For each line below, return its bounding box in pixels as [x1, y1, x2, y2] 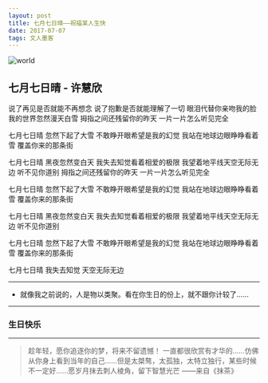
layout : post [8, 11, 52, 20]
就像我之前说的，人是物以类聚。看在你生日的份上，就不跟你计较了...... [19, 290, 249, 299]
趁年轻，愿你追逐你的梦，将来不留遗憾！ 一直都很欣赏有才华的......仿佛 [27, 346, 259, 356]
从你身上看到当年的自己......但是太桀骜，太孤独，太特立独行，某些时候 [27, 356, 257, 365]
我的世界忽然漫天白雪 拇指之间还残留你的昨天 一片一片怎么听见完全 [8, 113, 229, 124]
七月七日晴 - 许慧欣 [8, 81, 102, 94]
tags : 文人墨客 [8, 34, 54, 42]
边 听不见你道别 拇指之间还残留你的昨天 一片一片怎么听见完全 [8, 168, 210, 177]
